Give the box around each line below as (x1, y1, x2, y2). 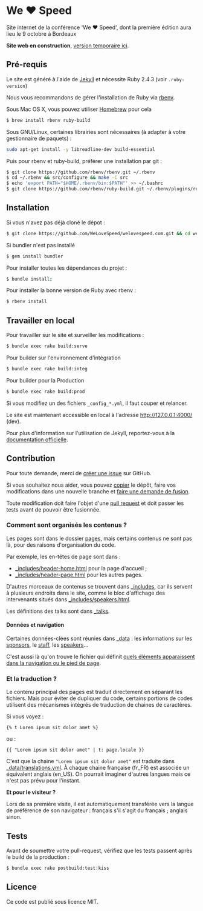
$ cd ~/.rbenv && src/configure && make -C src (6, 175, 129, 181)
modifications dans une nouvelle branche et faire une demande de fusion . (6, 487, 190, 495)
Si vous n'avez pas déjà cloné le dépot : (6, 219, 105, 226)
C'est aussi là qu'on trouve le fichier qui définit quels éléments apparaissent (6, 653, 195, 661)
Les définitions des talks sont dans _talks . (6, 607, 110, 615)
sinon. (6, 813, 22, 821)
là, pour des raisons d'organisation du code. (6, 541, 116, 549)
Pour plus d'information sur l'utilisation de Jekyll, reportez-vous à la (6, 429, 175, 436)
